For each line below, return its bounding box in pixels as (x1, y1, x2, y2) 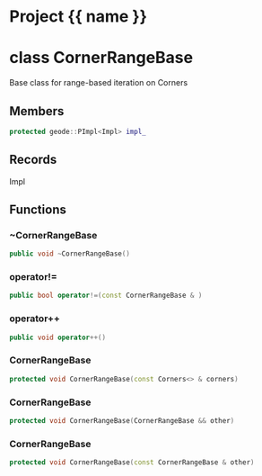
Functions (9, 202, 67, 218)
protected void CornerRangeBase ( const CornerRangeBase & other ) (9, 458, 255, 467)
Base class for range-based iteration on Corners (9, 77, 188, 88)
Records (9, 152, 57, 167)
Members (9, 103, 65, 119)
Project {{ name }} (9, 6, 148, 27)
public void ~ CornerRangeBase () (9, 249, 130, 258)
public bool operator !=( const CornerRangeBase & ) (9, 291, 203, 301)
